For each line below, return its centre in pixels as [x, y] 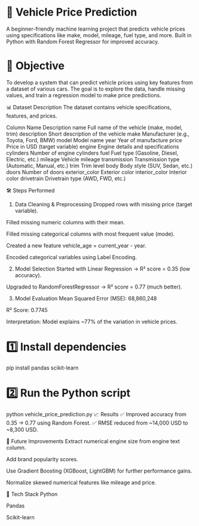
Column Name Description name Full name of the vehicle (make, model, [94, 127]
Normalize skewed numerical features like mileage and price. [81, 482]
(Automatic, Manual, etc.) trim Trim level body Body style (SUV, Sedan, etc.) [99, 166]
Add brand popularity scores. [42, 459]
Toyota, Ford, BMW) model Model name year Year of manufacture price [94, 140]
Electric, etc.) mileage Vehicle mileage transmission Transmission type [93, 159]
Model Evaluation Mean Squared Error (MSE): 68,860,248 [86, 298]
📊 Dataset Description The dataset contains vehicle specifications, [89, 107]
